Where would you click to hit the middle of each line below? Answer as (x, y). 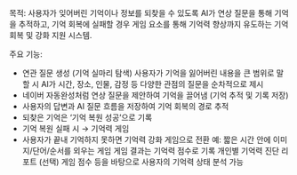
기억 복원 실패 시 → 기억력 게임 (76, 128)
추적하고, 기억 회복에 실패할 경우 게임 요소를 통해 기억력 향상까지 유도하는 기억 (153, 24)
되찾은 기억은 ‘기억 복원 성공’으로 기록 (87, 117)
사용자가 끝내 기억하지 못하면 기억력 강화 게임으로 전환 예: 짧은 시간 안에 (146, 139)
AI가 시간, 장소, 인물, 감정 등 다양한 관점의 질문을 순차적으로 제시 (153, 84)
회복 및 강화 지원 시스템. (51, 35)
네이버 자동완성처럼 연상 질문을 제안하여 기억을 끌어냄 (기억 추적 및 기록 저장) (155, 95)
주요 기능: (26, 54)
